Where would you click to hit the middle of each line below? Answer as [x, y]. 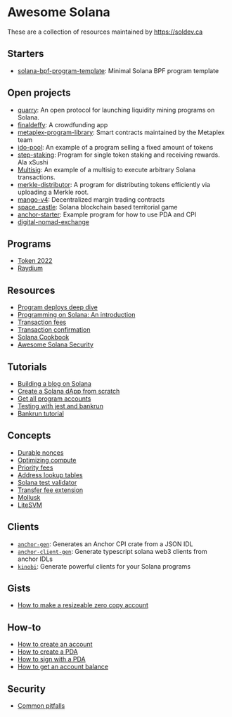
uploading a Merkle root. [53, 192]
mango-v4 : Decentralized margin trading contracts [91, 199]
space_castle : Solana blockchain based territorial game [97, 207]
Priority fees [35, 467]
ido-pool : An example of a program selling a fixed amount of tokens [115, 147]
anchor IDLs [35, 559]
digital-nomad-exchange [53, 221]
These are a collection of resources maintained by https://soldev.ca [105, 32]
